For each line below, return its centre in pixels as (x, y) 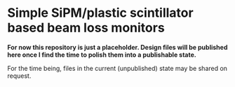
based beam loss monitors (86, 28)
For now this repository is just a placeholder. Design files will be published (117, 47)
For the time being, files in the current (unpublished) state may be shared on (117, 68)
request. (19, 76)
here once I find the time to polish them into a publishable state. (102, 55)
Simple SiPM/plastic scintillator (101, 13)
